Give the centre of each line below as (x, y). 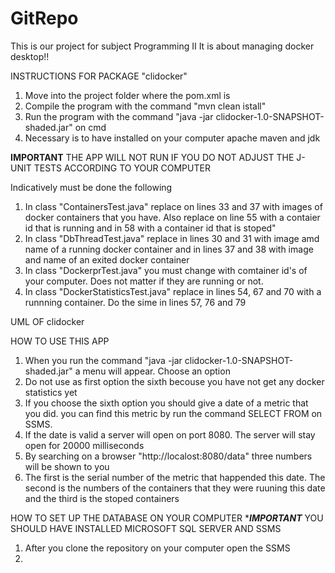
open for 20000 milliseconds (84, 445)
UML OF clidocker (47, 321)
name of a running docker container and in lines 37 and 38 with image (169, 249)
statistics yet (51, 392)
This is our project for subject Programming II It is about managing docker (162, 46)
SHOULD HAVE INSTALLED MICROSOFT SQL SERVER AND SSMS (146, 528)
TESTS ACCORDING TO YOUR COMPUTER (122, 168)
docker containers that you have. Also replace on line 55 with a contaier (172, 217)
